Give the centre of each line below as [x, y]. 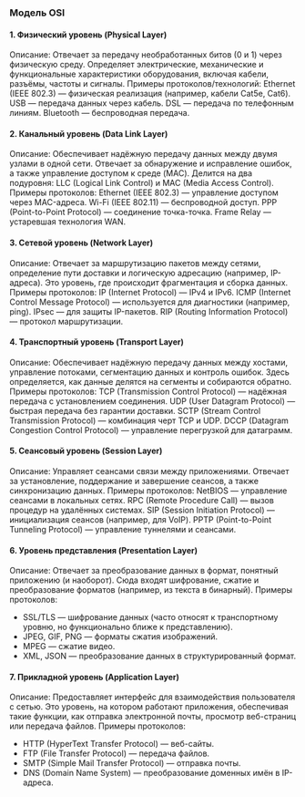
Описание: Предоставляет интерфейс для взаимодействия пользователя [152, 697]
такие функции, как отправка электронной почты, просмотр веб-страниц [153, 717]
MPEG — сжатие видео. [69, 647]
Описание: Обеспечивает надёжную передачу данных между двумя [143, 154]
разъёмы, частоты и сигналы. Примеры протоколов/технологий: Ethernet [152, 84]
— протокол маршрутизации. [66, 321]
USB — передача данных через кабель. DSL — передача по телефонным [152, 103]
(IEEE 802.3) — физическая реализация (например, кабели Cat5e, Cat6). [150, 94]
